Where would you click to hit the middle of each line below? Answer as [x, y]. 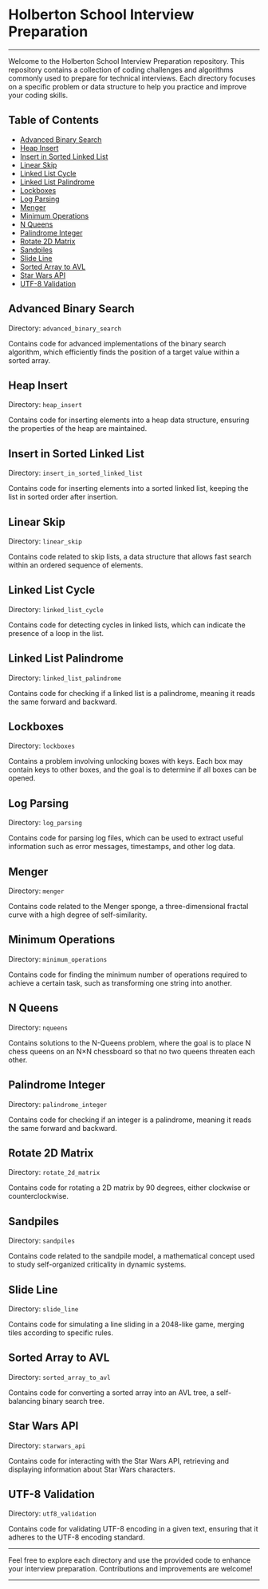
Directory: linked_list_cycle [56, 609]
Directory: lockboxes [42, 746]
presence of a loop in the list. [56, 633]
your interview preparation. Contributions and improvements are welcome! [130, 1569]
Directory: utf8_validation [53, 1513]
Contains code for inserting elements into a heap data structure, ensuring [129, 420]
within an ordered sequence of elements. [76, 565]
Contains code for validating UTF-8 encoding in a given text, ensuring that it [133, 1529]
